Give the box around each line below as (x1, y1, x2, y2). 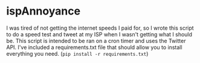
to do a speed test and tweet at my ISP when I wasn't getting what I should (6, 30, 192, 38)
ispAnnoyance (6, 4, 80, 18)
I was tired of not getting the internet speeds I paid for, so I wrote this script (6, 24, 195, 31)
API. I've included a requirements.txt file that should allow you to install (6, 44, 182, 51)
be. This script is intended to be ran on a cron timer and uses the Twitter (6, 37, 186, 44)
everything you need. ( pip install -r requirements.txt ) (6, 50, 149, 57)
